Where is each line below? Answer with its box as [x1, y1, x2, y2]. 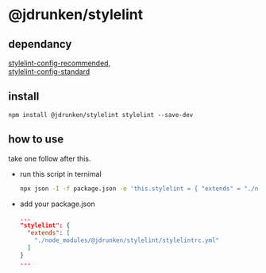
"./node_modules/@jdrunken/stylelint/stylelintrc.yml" [34, 236, 220, 244]
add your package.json [19, 199, 95, 209]
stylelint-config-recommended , [8, 58, 111, 68]
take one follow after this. [8, 154, 91, 163]
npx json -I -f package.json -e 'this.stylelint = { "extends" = [19, 185, 241, 193]
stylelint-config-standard [8, 67, 91, 76]
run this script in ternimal [19, 169, 102, 178]
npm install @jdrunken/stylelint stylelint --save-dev [8, 111, 194, 119]
